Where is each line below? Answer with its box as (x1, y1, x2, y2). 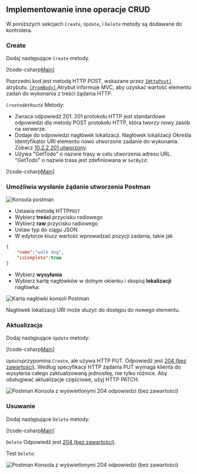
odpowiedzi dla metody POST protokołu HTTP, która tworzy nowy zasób (14, 119, 191, 126)
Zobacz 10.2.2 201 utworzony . (14, 144, 88, 151)
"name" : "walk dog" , (16, 250, 65, 256)
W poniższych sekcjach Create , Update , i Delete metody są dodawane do (6, 20, 182, 27)
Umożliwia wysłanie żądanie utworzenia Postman (6, 183, 151, 191)
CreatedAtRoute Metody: (6, 101, 65, 108)
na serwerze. (14, 125, 47, 132)
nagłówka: (14, 283, 40, 290)
